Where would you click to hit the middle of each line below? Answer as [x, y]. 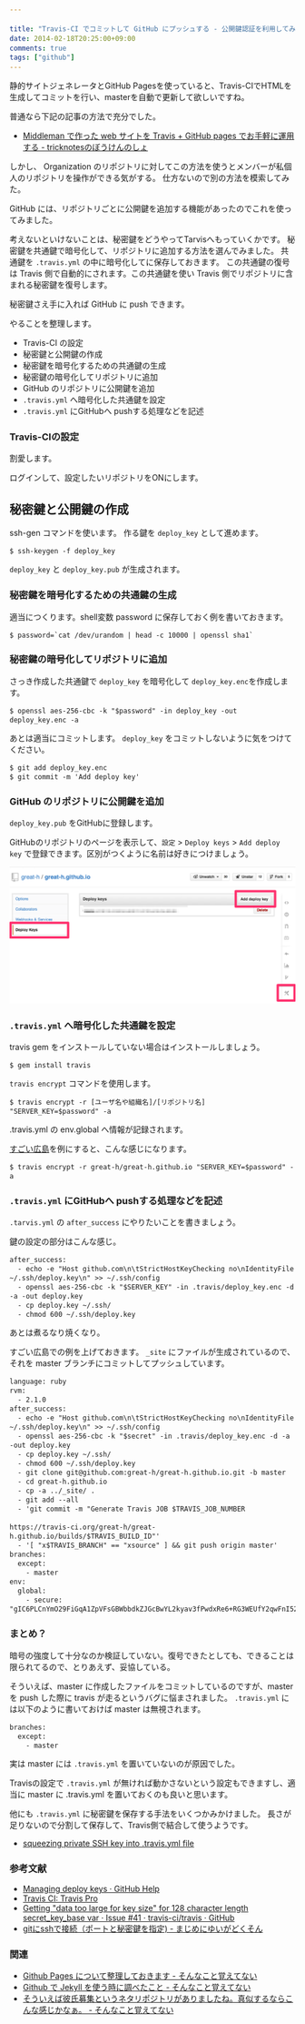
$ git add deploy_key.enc [58, 768]
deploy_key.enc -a [44, 720]
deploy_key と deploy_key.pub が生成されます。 [97, 570]
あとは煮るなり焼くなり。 [57, 1332]
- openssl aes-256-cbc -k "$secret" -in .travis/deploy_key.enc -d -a [154, 1437]
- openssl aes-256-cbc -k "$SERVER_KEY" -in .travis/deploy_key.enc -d [156, 1288]
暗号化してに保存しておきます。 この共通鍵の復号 [198, 262]
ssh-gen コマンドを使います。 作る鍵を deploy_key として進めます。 [136, 533]
